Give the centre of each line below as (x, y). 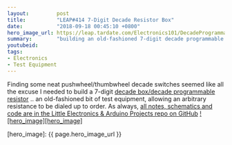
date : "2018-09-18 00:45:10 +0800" (74, 26)
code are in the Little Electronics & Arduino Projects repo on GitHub (103, 113)
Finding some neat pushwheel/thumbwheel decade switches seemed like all (116, 84)
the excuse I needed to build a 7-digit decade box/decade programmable (111, 91)
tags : (15, 52)
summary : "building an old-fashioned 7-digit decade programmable (116, 39)
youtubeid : (23, 45)
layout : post (38, 13)
